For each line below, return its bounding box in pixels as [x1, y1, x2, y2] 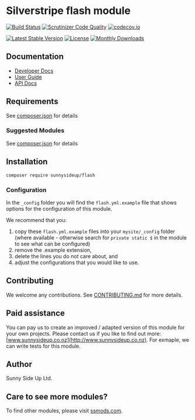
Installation [6, 157, 48, 167]
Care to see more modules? [6, 391, 108, 401]
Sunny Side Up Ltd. [6, 375, 53, 382]
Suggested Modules [6, 127, 65, 135]
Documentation [6, 51, 64, 62]
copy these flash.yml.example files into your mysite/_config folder [14, 228, 175, 235]
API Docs [14, 79, 37, 86]
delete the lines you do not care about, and [14, 252, 118, 259]
